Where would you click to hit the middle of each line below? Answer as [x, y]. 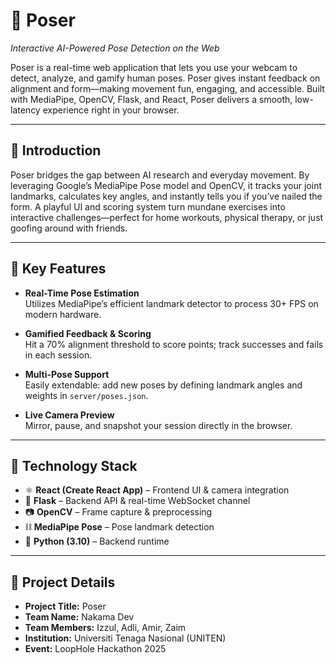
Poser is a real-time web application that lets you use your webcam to [154, 67]
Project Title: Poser [65, 606]
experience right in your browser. [111, 110]
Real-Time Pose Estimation [82, 293]
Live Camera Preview [69, 415]
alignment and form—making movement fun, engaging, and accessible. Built [167, 88]
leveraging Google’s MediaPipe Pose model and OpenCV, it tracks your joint [166, 185]
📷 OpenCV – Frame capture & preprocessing [118, 512]
